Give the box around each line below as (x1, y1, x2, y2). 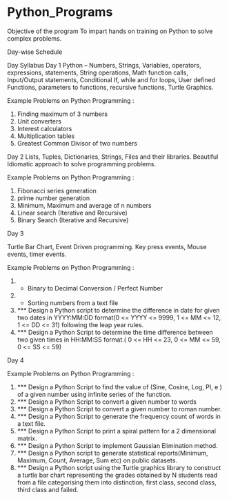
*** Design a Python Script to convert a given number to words (17, 398, 197, 406)
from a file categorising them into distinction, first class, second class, (17, 478, 217, 487)
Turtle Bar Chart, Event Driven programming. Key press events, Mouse (7, 242, 207, 251)
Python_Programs (7, 4, 113, 20)
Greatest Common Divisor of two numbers (17, 139, 138, 147)
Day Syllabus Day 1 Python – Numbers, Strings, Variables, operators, (7, 61, 201, 69)
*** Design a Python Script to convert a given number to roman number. (17, 404, 222, 413)
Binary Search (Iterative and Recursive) (17, 215, 129, 224)
